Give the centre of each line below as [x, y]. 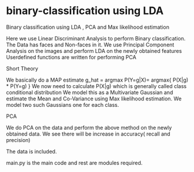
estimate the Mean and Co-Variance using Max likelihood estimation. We [94, 99]
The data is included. [31, 151]
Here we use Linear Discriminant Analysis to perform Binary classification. [96, 38]
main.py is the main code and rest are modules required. [74, 163]
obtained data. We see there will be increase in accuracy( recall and [88, 134]
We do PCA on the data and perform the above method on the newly [89, 127]
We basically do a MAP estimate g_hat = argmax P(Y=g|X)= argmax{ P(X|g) [97, 80]
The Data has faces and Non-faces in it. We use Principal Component [90, 45]
